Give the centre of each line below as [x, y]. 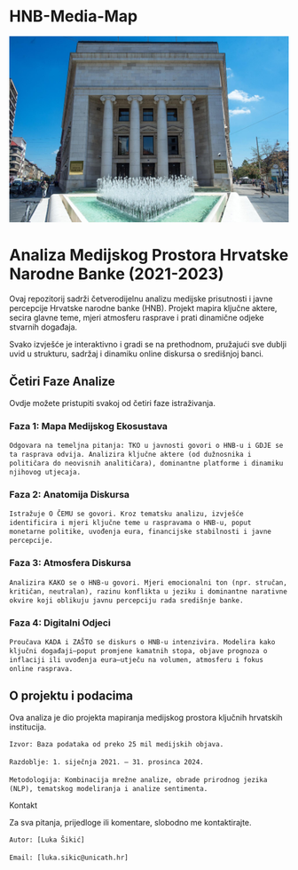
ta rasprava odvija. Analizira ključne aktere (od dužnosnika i [130, 455]
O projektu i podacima [71, 696]
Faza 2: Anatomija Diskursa [70, 495]
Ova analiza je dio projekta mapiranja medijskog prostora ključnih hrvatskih [146, 717]
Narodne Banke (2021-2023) [117, 274]
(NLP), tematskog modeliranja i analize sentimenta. [109, 788]
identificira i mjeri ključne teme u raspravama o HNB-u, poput [130, 523]
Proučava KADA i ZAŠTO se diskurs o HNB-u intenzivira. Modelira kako [142, 643]
